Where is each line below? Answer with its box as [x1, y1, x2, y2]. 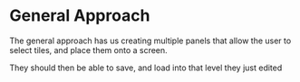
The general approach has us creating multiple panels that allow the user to [9, 35, 292, 46]
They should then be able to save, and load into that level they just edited [9, 62, 283, 73]
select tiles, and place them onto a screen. [9, 44, 168, 55]
